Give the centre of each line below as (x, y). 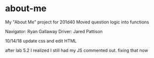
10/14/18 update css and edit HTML (41, 41)
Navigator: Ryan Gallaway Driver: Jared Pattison (54, 31)
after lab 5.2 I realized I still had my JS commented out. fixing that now (77, 50)
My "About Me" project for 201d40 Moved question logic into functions (77, 22)
